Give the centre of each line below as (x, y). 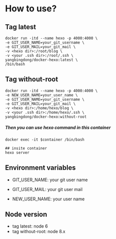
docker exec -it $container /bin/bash (45, 140)
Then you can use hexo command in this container (58, 128)
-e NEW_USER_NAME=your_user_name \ (42, 95)
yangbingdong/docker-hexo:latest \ (42, 60)
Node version (26, 214)
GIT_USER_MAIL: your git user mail (47, 189)
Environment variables (41, 168)
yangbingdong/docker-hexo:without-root (46, 117)
